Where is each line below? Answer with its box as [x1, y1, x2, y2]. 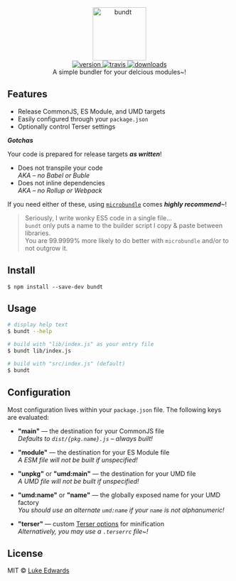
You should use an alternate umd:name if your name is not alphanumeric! [17, 506, 225, 514]
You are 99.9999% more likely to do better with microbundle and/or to [24, 236, 229, 244]
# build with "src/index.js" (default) [7, 360, 126, 367]
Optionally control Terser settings [17, 122, 116, 131]
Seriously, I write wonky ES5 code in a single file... [24, 213, 172, 222]
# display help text [7, 321, 69, 329]
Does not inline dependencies [17, 178, 105, 187]
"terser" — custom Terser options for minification [17, 519, 165, 528]
